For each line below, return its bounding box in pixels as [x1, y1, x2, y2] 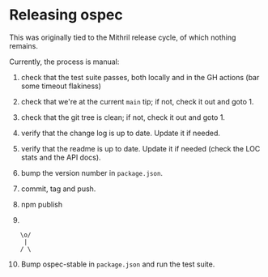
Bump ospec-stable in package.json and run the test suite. [20, 259, 215, 269]
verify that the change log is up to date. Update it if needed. [20, 128, 221, 138]
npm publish [20, 199, 63, 209]
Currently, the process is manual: [9, 57, 120, 66]
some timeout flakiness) [20, 81, 102, 91]
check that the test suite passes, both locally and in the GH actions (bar [20, 72, 260, 82]
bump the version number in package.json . [20, 168, 164, 177]
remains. [9, 40, 39, 50]
